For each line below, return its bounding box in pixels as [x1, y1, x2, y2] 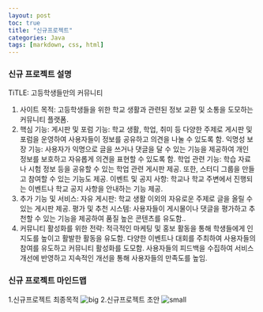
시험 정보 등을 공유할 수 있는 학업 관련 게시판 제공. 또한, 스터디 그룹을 [28, 164, 241, 174]
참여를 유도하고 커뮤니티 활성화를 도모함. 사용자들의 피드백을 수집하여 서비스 [19, 243, 254, 253]
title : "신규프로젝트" [8, 26, 73, 34]
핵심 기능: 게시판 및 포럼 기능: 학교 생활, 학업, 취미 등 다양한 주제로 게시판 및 [19, 124, 253, 135]
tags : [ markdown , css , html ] [8, 41, 104, 49]
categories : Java [8, 33, 66, 42]
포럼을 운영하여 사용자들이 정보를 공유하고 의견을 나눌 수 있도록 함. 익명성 [19, 135, 246, 144]
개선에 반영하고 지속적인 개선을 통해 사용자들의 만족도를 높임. [19, 253, 208, 263]
